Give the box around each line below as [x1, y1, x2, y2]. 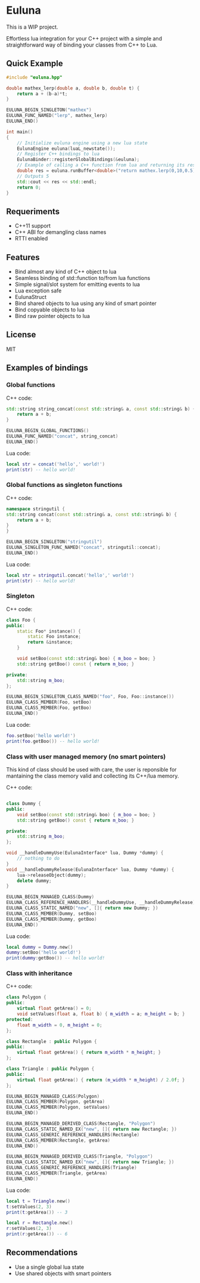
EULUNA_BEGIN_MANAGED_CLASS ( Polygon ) [6, 1093, 100, 1099]
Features [6, 252, 40, 263]
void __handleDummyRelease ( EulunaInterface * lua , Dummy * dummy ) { [6, 866, 174, 872]
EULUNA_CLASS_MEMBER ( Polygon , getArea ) [6, 1099, 105, 1105]
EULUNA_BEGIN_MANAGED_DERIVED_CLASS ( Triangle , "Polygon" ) [6, 1154, 153, 1159]
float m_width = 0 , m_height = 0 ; [17, 1022, 102, 1028]
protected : [6, 1016, 33, 1022]
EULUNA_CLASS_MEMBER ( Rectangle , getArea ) [6, 1137, 111, 1143]
